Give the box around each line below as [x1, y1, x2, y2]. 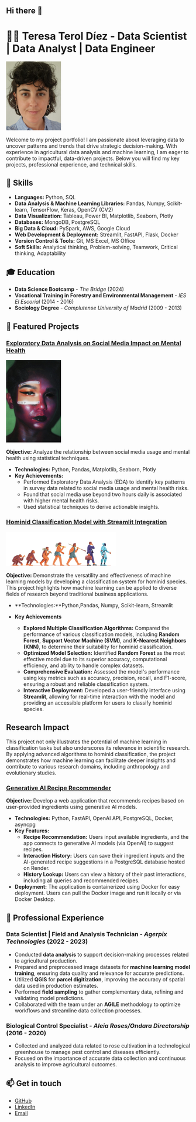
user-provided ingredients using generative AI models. [6, 804, 137, 811]
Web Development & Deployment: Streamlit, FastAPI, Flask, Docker [14, 231, 178, 238]
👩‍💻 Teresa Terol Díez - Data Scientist [6, 29, 187, 43]
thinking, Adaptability [14, 250, 66, 257]
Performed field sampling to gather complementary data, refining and [14, 988, 184, 995]
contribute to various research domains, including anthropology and [6, 763, 170, 770]
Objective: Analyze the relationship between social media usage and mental [6, 448, 190, 455]
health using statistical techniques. [6, 455, 90, 462]
